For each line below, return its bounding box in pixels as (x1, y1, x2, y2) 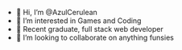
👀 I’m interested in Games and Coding (15, 16, 142, 25)
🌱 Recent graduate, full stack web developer (15, 25, 163, 33)
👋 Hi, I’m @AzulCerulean (15, 8, 98, 17)
